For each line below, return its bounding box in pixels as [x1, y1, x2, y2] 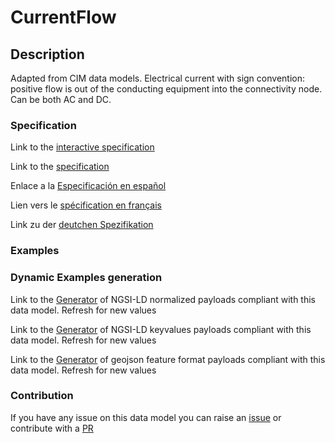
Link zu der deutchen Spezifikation [10, 219, 154, 231]
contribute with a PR [10, 422, 94, 434]
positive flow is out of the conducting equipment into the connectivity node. [10, 83, 323, 95]
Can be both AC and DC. [10, 94, 112, 105]
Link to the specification [10, 161, 110, 173]
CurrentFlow [10, 6, 117, 29]
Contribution [10, 389, 74, 403]
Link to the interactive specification [10, 141, 155, 153]
